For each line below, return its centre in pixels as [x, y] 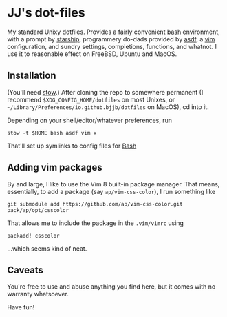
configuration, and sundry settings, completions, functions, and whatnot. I [112, 46]
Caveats [25, 270]
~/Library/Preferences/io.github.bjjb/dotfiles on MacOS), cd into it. [108, 107]
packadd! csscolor [33, 236]
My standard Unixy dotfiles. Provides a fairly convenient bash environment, [113, 32]
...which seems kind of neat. [47, 248]
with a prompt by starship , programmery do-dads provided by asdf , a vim [111, 39]
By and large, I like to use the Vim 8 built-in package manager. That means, [113, 184]
